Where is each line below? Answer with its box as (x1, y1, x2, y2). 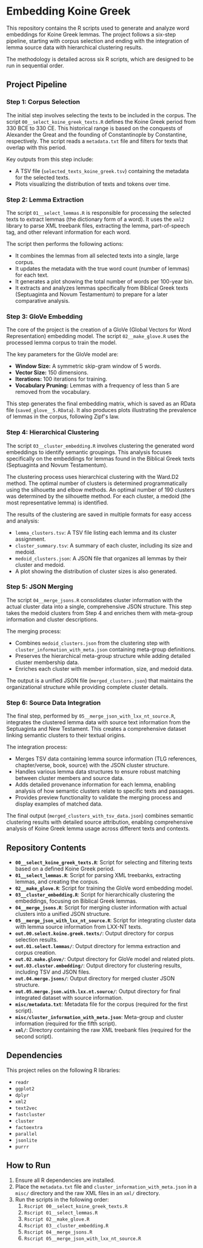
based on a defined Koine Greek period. (15, 865, 115, 872)
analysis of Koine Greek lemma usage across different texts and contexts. (6, 825, 190, 832)
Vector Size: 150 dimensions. (15, 369, 89, 376)
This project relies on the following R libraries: (6, 1067, 121, 1074)
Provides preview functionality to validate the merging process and (15, 794, 182, 801)
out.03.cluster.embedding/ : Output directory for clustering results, (15, 961, 182, 969)
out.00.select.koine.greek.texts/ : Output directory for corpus (15, 929, 174, 937)
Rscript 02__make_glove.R (24, 1216, 90, 1223)
